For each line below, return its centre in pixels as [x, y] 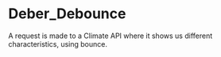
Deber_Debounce [67, 14]
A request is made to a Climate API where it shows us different [111, 36]
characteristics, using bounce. [58, 44]
